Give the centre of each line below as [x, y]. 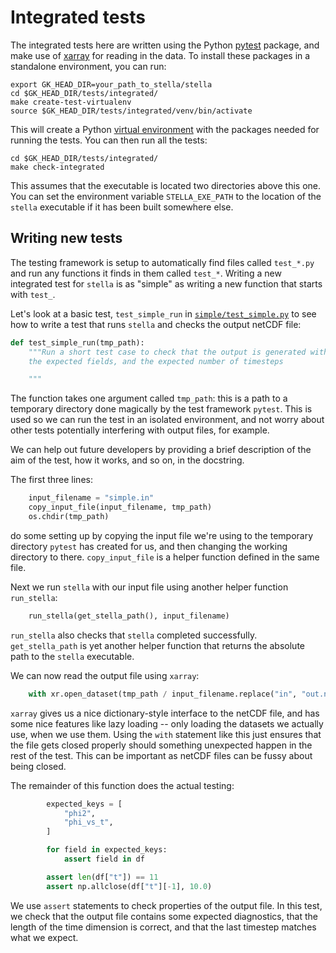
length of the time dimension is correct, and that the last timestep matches [163, 927]
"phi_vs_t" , [88, 822]
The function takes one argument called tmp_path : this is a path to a [149, 398]
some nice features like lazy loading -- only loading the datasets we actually [167, 723]
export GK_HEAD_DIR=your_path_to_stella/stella [111, 84]
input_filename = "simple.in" [91, 498]
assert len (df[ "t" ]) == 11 [102, 877]
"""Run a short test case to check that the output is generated [167, 352]
